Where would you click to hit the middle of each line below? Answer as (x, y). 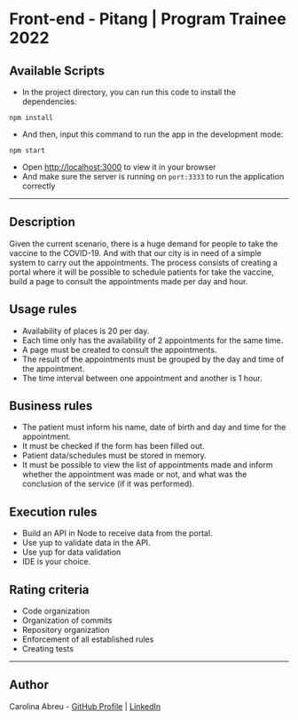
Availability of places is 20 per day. (86, 331)
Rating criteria (49, 590)
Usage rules (43, 310)
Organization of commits (67, 620)
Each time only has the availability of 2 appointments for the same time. (153, 340)
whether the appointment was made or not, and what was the (134, 475)
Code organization (56, 611)
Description (42, 222)
